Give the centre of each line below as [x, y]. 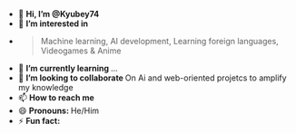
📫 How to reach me [56, 98]
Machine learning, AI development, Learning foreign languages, [159, 41]
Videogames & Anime [81, 51]
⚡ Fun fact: [39, 121]
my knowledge [46, 87]
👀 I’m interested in [53, 24]
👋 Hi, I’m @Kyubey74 [59, 14]
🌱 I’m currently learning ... [68, 68]
